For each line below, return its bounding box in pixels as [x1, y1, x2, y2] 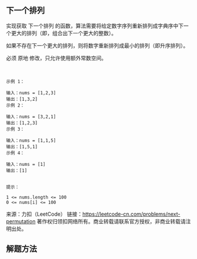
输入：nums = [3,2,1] [6, 114, 56, 120]
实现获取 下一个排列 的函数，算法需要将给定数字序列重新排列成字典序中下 [6, 22, 184, 29]
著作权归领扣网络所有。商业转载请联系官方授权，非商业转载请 [36, 217, 186, 224]
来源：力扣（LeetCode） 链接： [6, 210, 83, 217]
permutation [6, 217, 36, 224]
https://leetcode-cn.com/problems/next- [82, 210, 181, 217]
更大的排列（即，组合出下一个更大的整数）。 [11, 29, 117, 36]
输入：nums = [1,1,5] [6, 137, 56, 144]
